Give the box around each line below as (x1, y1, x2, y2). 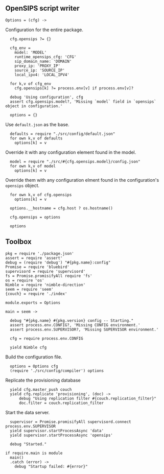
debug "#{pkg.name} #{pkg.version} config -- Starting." (10, 318, 134, 323)
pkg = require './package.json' (5, 251, 74, 256)
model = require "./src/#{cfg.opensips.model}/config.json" (10, 159, 140, 164)
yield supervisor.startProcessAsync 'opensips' (10, 433, 113, 438)
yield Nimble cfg (10, 345, 47, 350)
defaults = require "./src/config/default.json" (10, 131, 115, 136)
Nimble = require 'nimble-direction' (5, 282, 86, 288)
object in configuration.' (5, 103, 63, 109)
